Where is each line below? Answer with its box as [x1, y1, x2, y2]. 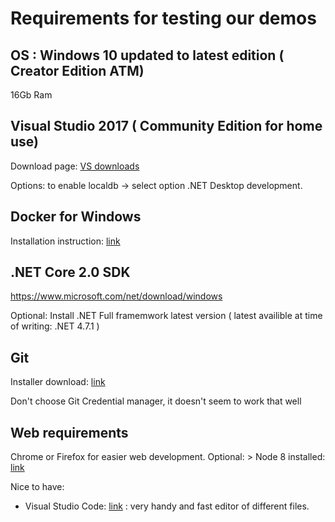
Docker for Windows [10, 208, 142, 226]
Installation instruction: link [10, 235, 121, 247]
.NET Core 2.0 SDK [10, 264, 131, 281]
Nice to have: [10, 481, 65, 493]
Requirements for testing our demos [10, 7, 317, 30]
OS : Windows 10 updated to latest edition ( [10, 47, 285, 64]
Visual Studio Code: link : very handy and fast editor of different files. [24, 500, 310, 512]
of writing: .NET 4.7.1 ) [10, 320, 100, 332]
